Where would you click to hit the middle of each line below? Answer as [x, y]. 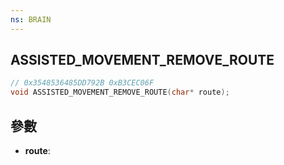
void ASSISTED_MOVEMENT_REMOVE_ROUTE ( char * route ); [120, 92]
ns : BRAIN [31, 19]
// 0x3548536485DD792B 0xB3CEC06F [82, 83]
